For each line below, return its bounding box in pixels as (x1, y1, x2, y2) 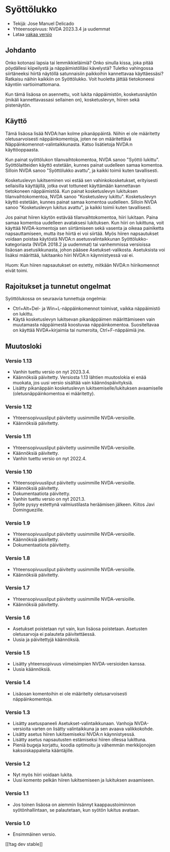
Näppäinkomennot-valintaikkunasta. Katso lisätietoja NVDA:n (5, 141, 133, 147)
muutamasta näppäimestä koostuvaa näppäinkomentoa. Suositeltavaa (12, 322, 159, 328)
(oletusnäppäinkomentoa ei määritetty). (12, 391, 95, 397)
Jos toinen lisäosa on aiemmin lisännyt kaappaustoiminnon (12, 802, 136, 808)
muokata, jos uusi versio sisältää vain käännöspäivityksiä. (12, 380, 133, 386)
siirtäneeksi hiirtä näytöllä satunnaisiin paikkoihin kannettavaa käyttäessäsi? (5, 70, 164, 76)
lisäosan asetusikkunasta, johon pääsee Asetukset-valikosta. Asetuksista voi (5, 246, 165, 253)
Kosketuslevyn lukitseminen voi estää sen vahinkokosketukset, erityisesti (5, 177, 158, 183)
